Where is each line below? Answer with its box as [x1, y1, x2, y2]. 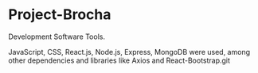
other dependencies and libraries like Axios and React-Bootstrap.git [8, 56, 231, 65]
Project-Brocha [8, 6, 111, 24]
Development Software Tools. [8, 32, 106, 41]
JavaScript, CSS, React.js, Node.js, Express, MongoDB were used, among [8, 47, 251, 56]
